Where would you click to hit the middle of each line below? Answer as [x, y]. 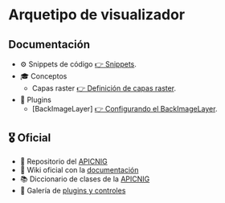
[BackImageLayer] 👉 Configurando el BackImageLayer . [125, 109]
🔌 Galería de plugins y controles [73, 190]
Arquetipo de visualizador [97, 15]
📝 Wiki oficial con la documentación [79, 169]
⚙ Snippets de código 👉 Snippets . [78, 64]
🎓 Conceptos [43, 76]
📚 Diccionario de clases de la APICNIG [85, 179]
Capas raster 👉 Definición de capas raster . [104, 88]
